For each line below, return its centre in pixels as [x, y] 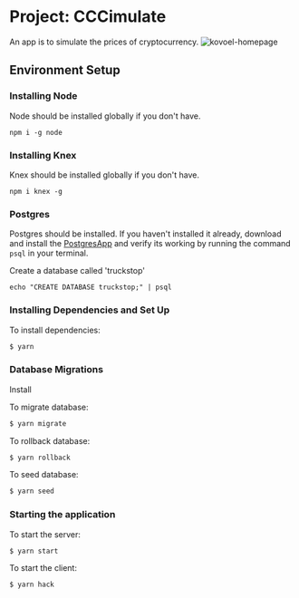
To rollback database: [50, 440]
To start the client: [43, 568]
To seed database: [44, 475]
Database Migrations [57, 370]
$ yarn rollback [40, 458]
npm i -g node [36, 132]
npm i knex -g [36, 191]
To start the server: [45, 534]
